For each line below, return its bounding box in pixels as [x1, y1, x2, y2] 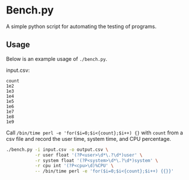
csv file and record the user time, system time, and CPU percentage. [6, 135, 171, 142]
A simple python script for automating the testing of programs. [6, 23, 157, 30]
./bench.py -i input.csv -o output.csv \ [6, 147, 109, 153]
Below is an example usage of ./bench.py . [6, 55, 108, 62]
